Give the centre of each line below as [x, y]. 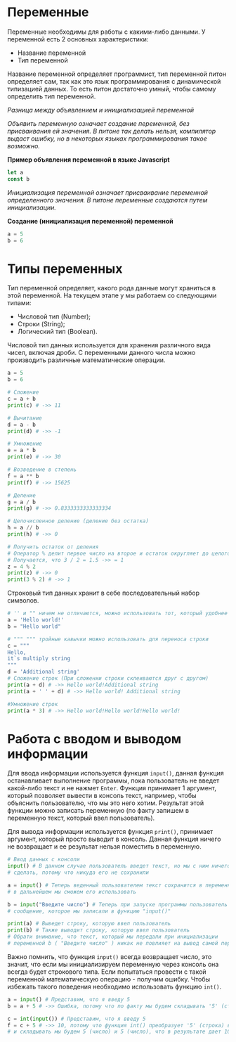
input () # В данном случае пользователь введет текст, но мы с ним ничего [119, 866]
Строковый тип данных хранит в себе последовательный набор [104, 593]
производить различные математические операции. [86, 360]
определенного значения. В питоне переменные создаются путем [107, 200]
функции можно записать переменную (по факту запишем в [98, 811]
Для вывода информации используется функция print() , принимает [110, 832]
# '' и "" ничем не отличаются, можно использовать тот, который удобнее [118, 613]
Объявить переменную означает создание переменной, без [98, 123]
